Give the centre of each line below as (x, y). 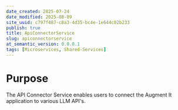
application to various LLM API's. (46, 101)
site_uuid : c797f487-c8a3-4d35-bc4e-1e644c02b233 (68, 22)
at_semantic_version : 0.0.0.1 (43, 44)
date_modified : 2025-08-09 (39, 17)
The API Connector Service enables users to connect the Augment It (89, 95)
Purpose (27, 78)
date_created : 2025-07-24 (38, 11)
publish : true (23, 28)
